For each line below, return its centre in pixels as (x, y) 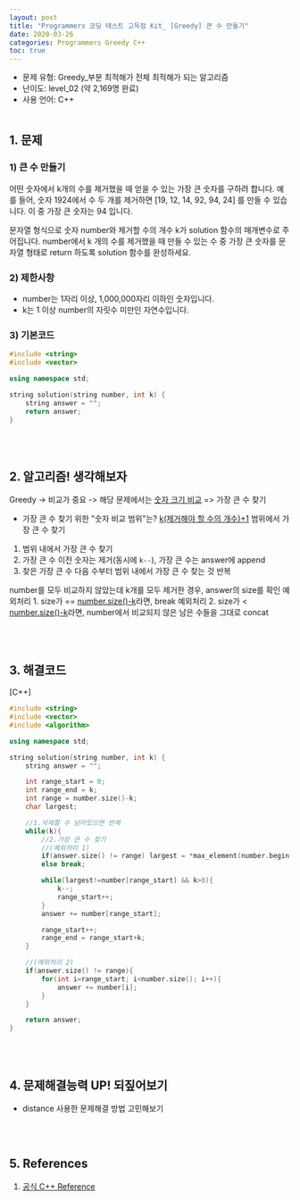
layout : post (33, 17)
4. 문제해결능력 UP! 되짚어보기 (88, 1085)
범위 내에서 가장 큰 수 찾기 (67, 549)
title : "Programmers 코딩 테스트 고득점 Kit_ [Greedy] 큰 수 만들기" (129, 26)
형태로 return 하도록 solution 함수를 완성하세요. (108, 252)
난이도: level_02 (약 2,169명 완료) (80, 88)
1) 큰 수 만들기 (37, 168)
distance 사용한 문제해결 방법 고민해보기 (93, 1108)
